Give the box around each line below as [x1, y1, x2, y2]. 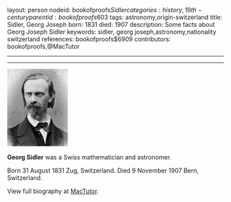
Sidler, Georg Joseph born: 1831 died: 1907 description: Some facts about [7, 21, 215, 28]
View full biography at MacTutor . [7, 187, 99, 195]
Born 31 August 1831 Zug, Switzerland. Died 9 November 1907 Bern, [7, 166, 199, 175]
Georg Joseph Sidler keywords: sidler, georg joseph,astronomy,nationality [7, 27, 217, 36]
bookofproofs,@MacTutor [7, 43, 80, 50]
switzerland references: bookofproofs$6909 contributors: [7, 35, 171, 43]
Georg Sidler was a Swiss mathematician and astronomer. [7, 153, 172, 161]
